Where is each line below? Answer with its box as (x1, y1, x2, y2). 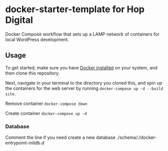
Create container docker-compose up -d (5, 110, 87, 116)
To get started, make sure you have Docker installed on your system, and (5, 64, 158, 70)
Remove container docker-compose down (5, 100, 88, 106)
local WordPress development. (5, 36, 69, 43)
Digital (5, 14, 33, 26)
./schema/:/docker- (116, 134, 157, 140)
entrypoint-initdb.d (5, 140, 45, 146)
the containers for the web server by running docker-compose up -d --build (5, 85, 163, 91)
